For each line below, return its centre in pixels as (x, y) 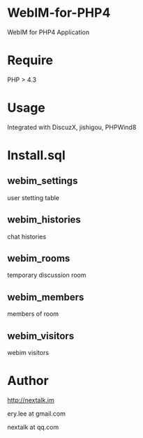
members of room (33, 314)
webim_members (46, 297)
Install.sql (37, 156)
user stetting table (33, 197)
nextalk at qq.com (33, 427)
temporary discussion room (47, 275)
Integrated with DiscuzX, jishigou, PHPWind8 (72, 127)
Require (30, 60)
